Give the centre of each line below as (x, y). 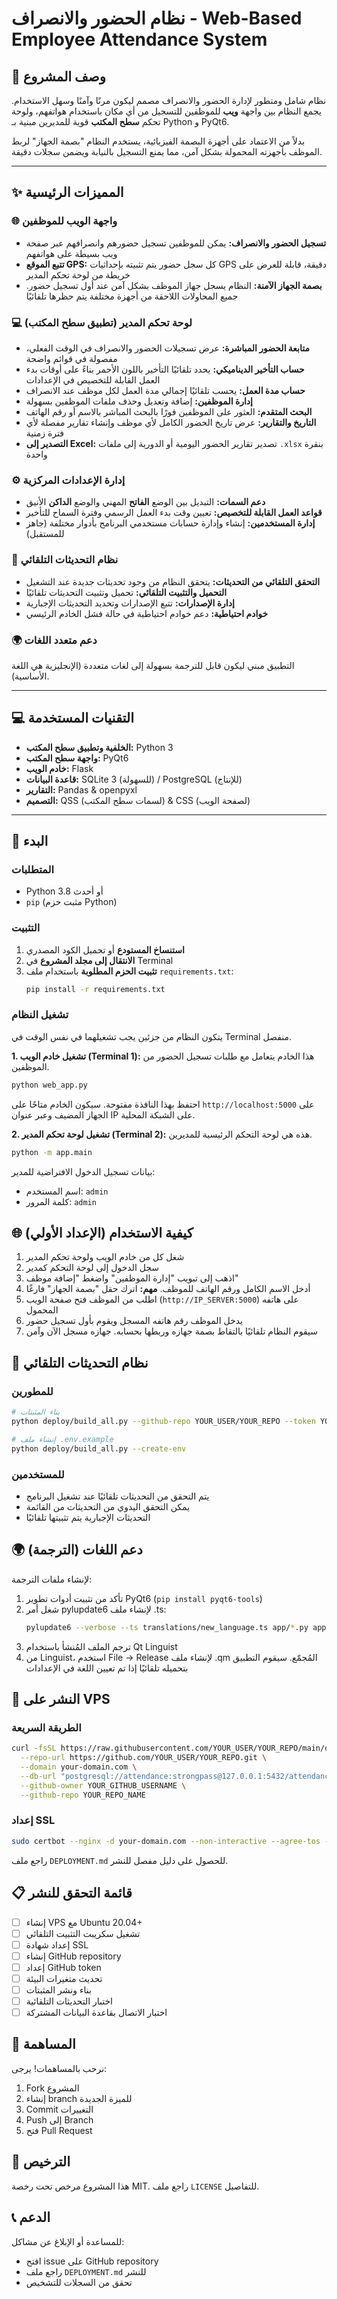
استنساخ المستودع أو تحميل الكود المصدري (105, 949)
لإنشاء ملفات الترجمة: (52, 1579)
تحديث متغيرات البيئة (64, 1978)
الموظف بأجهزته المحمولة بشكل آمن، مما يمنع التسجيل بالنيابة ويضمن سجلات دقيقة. (167, 151)
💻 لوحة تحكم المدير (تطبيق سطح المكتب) (102, 322)
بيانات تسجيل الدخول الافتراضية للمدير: (83, 1171)
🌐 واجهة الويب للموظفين (64, 221)
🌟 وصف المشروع (58, 76)
